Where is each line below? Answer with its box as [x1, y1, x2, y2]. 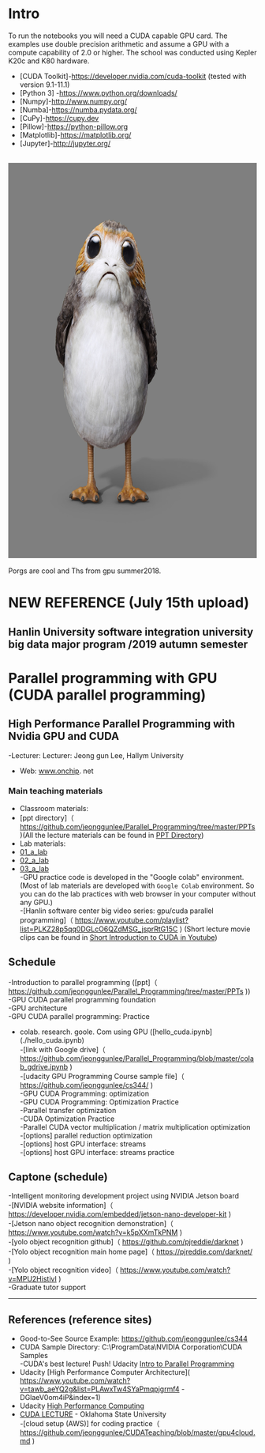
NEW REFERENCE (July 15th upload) [8, 594, 250, 612]
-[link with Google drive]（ [19, 1044, 106, 1054]
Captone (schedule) [8, 1171, 108, 1184]
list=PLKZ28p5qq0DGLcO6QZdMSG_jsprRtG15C [19, 924, 178, 934]
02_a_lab [19, 855, 50, 865]
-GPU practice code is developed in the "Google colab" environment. [19, 872, 244, 881]
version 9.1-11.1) [19, 80, 70, 89]
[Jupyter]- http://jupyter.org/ [19, 138, 111, 148]
